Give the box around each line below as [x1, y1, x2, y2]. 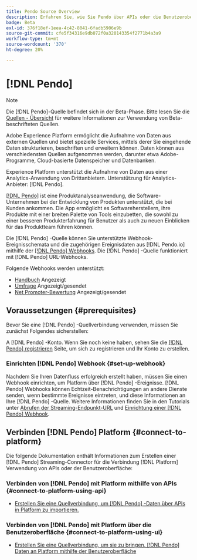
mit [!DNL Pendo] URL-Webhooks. [6, 253, 88, 260]
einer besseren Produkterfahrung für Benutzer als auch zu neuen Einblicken [6, 217, 189, 224]
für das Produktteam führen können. [6, 223, 94, 230]
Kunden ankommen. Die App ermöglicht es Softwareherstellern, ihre [6, 204, 171, 211]
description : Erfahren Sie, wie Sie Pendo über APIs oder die [6, 14, 161, 20]
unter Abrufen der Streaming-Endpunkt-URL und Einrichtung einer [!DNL [6, 404, 182, 411]
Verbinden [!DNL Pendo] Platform [6, 427, 131, 437]
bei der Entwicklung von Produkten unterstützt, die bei [40, 198, 172, 205]
